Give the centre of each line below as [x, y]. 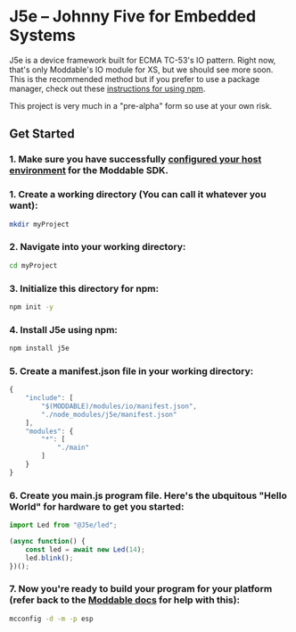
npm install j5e [39, 349]
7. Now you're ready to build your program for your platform [141, 589]
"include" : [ [49, 398]
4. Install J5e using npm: [64, 329]
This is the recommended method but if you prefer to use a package [135, 79]
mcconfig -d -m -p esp [51, 619]
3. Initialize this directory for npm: [84, 288]
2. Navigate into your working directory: [98, 247]
